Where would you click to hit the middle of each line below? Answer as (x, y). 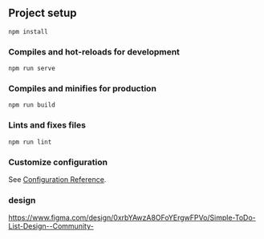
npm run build (32, 105)
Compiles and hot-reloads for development (94, 51)
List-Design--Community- (51, 226)
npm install (28, 31)
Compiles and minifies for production (82, 89)
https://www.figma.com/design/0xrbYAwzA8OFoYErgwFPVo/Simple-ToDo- (132, 218)
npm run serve (32, 69)
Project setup (43, 13)
